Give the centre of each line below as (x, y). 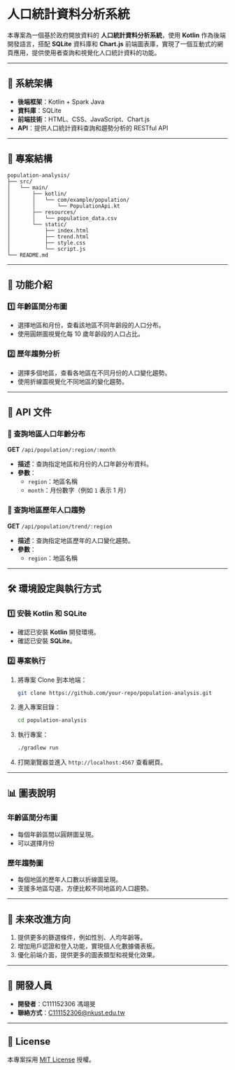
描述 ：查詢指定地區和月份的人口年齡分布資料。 (85, 464)
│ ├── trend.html (48, 236)
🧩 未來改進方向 (39, 919)
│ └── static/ (37, 224)
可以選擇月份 (36, 843)
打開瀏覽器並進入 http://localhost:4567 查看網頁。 (92, 762)
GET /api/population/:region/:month (62, 450)
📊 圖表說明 (31, 793)
